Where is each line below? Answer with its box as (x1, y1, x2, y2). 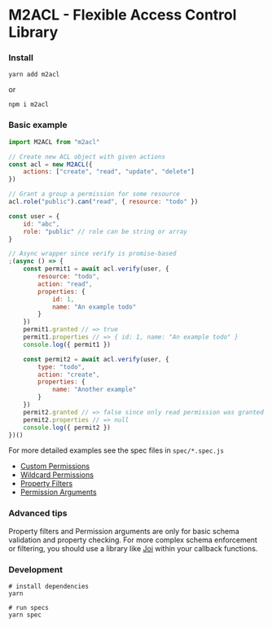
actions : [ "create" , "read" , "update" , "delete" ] (23, 168, 195, 176)
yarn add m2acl (8, 71, 60, 79)
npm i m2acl (8, 100, 49, 109)
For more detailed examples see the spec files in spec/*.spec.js (8, 445, 224, 455)
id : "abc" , (23, 220, 60, 228)
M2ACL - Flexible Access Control (8, 6, 237, 24)
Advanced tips (8, 507, 68, 519)
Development (8, 563, 64, 575)
